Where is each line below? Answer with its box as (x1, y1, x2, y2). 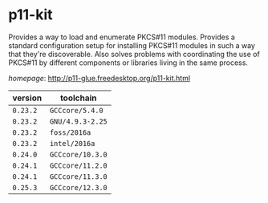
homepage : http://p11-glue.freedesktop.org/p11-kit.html (8, 73, 191, 83)
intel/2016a (49, 139, 95, 148)
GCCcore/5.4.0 (49, 106, 104, 115)
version (12, 92, 43, 104)
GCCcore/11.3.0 (49, 172, 108, 181)
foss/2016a (49, 128, 91, 137)
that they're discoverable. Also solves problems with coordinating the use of (8, 49, 261, 59)
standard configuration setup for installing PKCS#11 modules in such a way (8, 40, 255, 50)
